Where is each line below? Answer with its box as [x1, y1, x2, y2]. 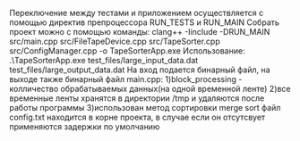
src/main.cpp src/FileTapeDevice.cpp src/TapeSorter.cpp [9, 36, 221, 46]
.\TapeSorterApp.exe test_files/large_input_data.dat [9, 55, 199, 65]
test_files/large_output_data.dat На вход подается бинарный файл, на [9, 64, 270, 75]
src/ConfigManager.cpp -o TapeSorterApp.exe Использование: [9, 46, 245, 56]
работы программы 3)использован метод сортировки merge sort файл [9, 103, 281, 112]
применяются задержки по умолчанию [9, 121, 160, 132]
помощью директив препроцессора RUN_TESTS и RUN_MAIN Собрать [9, 17, 280, 28]
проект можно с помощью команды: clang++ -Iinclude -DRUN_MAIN [9, 27, 270, 37]
